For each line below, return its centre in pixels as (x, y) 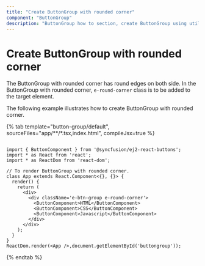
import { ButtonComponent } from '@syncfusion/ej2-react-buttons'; (94, 150)
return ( (28, 187)
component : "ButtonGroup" (39, 18)
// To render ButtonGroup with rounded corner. (68, 171)
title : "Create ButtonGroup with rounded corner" (71, 12)
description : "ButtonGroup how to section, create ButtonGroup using (97, 23)
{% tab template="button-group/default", (58, 127)
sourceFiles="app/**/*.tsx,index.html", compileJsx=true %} (81, 133)
